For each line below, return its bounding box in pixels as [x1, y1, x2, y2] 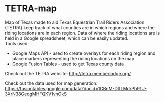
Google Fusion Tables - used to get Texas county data [12, 61, 124, 67]
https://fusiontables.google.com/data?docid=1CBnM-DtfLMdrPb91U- [5, 85, 147, 91]
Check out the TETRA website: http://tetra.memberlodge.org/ [5, 70, 131, 76]
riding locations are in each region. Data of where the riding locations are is [5, 30, 160, 36]
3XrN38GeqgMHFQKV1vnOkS [5, 91, 67, 97]
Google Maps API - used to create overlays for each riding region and [12, 50, 156, 56]
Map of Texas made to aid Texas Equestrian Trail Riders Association [5, 19, 145, 25]
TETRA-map [5, 3, 57, 14]
